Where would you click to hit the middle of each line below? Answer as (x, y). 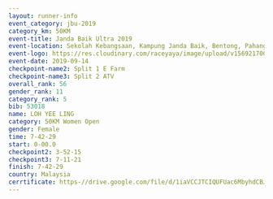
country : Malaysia (39, 175)
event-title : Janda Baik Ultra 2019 (70, 39)
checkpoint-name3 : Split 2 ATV (61, 76)
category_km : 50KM (39, 31)
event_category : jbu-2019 (52, 24)
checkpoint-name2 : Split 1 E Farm (67, 69)
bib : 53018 (27, 106)
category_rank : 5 (38, 99)
